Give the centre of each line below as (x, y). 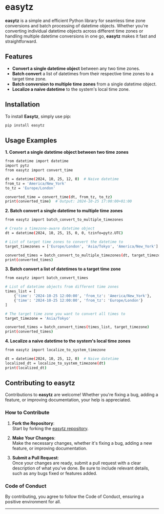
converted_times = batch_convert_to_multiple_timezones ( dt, (68, 255)
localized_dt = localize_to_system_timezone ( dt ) (55, 363)
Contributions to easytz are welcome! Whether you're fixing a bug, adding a (82, 395)
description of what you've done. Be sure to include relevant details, (81, 468)
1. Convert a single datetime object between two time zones (67, 152)
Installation (22, 105)
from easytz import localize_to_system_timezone (55, 350)
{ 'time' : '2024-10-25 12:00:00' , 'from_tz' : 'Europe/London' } (78, 300)
